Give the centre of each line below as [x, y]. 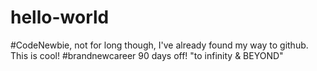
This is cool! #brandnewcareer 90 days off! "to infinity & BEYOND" [147, 55]
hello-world [60, 17]
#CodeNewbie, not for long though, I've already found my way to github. [159, 45]
